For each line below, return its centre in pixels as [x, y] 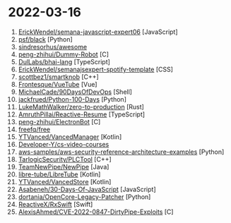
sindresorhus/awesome [53, 47]
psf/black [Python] [45, 39]
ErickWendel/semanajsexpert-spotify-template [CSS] [96, 69]
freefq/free [34, 129]
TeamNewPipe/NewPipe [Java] [64, 167]
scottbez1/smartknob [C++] [59, 77]
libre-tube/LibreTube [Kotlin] [59, 174]
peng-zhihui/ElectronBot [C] [59, 121]
